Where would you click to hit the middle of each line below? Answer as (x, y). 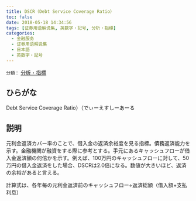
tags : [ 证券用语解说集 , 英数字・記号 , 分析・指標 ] (61, 28)
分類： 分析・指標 (26, 72)
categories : (20, 33)
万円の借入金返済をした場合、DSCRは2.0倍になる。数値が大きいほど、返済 (96, 165)
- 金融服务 (23, 39)
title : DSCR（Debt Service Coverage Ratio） (60, 11)
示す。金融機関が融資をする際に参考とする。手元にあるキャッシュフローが (96, 151)
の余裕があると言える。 (34, 173)
